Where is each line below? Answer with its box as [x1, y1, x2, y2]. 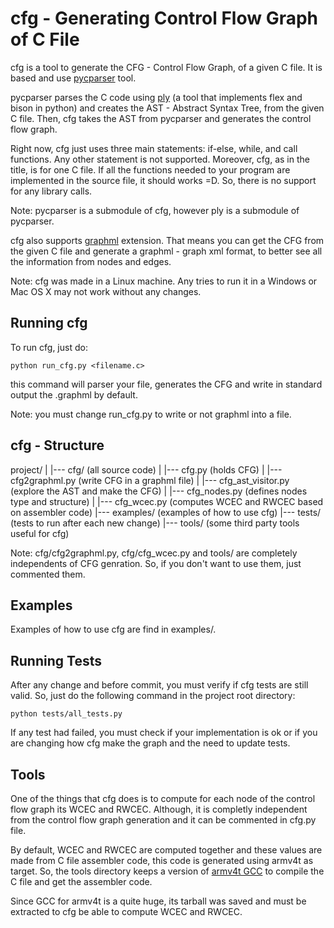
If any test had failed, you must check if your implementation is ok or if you [10, 727, 318, 739]
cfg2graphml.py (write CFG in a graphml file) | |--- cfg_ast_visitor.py [10, 474, 290, 486]
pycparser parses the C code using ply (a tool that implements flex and [10, 91, 303, 103]
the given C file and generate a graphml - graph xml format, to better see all [10, 245, 323, 257]
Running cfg [10, 315, 88, 332]
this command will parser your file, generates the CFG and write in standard [10, 378, 323, 390]
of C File [10, 28, 80, 51]
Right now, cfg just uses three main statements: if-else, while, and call [10, 142, 298, 154]
